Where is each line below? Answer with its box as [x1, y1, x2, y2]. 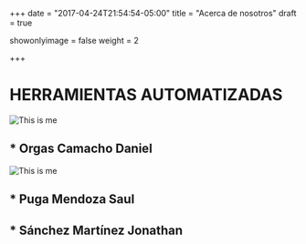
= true [9, 17, 33, 28]
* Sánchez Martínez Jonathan [9, 222, 184, 238]
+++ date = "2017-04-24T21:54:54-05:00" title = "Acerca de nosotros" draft [9, 8, 297, 18]
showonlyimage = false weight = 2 [9, 36, 139, 46]
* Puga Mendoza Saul [9, 191, 135, 208]
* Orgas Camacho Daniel [9, 141, 153, 157]
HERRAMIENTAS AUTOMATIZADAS [9, 85, 283, 106]
